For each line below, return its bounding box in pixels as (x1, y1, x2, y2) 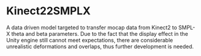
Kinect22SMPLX (6, 4, 91, 18)
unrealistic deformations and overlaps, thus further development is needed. (6, 43, 194, 50)
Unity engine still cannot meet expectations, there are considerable (6, 36, 173, 43)
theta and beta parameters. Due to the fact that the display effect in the (11, 30, 188, 37)
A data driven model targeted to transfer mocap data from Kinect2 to (6, 24, 177, 31)
